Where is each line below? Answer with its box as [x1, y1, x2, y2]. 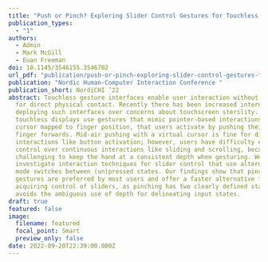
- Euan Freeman [15, 57, 66, 65]
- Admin [15, 42, 41, 50]
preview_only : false [15, 235, 84, 243]
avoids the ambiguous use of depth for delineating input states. [15, 189, 241, 198]
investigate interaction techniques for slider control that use [15, 161, 238, 169]
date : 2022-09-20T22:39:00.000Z [8, 242, 116, 250]
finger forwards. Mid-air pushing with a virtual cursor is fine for [15, 130, 251, 138]
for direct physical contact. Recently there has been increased [15, 101, 238, 109]
